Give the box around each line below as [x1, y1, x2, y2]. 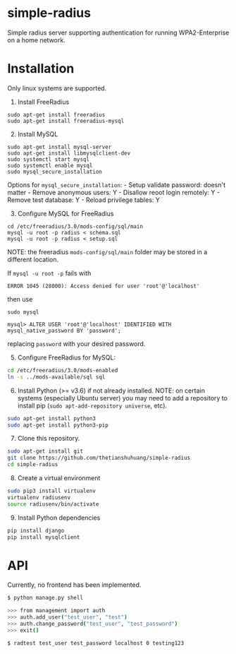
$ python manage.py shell [7, 595, 83, 602]
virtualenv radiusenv [7, 494, 71, 501]
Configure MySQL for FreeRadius [17, 209, 114, 218]
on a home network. [7, 35, 66, 44]
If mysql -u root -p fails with [7, 268, 92, 277]
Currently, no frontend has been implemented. [7, 581, 142, 589]
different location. [7, 255, 58, 263]
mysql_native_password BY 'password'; [7, 327, 121, 334]
